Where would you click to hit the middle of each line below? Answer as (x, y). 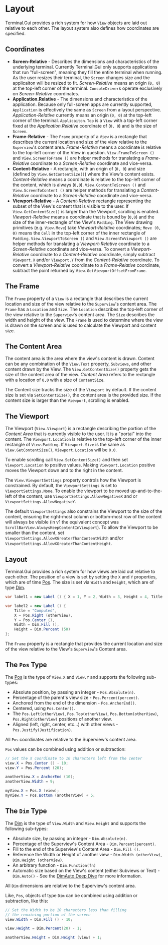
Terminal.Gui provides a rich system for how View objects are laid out (76, 23)
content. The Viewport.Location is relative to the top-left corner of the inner (83, 439)
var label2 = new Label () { (36, 606)
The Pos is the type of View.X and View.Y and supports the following (75, 677)
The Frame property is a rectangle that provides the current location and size (84, 644)
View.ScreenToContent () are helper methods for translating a (76, 190)
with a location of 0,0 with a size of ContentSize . (55, 380)
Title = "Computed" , (36, 611)
